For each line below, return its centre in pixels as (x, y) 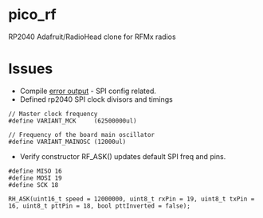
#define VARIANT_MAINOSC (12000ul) (67, 142)
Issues (31, 69)
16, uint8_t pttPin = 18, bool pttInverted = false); (100, 206)
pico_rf (33, 15)
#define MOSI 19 (35, 178)
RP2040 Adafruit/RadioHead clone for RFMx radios (92, 37)
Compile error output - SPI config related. (88, 91)
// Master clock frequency (53, 114)
